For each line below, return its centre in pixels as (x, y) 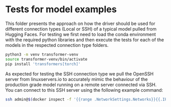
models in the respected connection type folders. (57, 45)
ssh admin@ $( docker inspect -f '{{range (49, 99)
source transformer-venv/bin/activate (46, 59)
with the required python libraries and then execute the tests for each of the (85, 40)
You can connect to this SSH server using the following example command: (84, 90)
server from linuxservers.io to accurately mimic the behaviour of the (77, 79)
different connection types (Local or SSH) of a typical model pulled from (81, 29)
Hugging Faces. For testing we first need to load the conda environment (81, 34)
